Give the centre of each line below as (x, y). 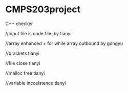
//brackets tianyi (23, 53)
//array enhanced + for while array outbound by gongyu (64, 43)
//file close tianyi (23, 63)
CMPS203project (43, 9)
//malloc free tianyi (25, 73)
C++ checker (19, 24)
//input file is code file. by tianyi (38, 33)
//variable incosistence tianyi (36, 83)
